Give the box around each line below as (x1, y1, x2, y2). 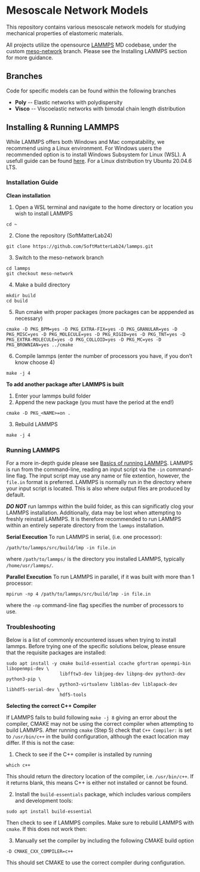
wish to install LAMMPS (14, 209, 73, 217)
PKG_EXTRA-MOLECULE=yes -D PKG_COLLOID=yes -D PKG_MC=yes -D (6, 337, 162, 343)
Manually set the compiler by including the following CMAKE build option (14, 837, 194, 845)
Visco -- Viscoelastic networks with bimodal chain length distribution (14, 105, 186, 112)
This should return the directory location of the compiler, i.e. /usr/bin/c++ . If (6, 773, 194, 780)
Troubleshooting (6, 623, 56, 631)
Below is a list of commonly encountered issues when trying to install (6, 636, 176, 643)
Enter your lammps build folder (14, 392, 91, 399)
